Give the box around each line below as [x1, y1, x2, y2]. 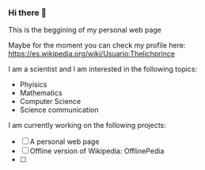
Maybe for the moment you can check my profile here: [8, 41, 186, 50]
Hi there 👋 [8, 7, 47, 18]
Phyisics [19, 79, 47, 90]
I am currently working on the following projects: [8, 121, 166, 130]
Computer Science [19, 97, 82, 106]
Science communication [19, 105, 99, 114]
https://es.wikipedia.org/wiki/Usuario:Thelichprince [8, 49, 176, 59]
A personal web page [29, 137, 100, 146]
